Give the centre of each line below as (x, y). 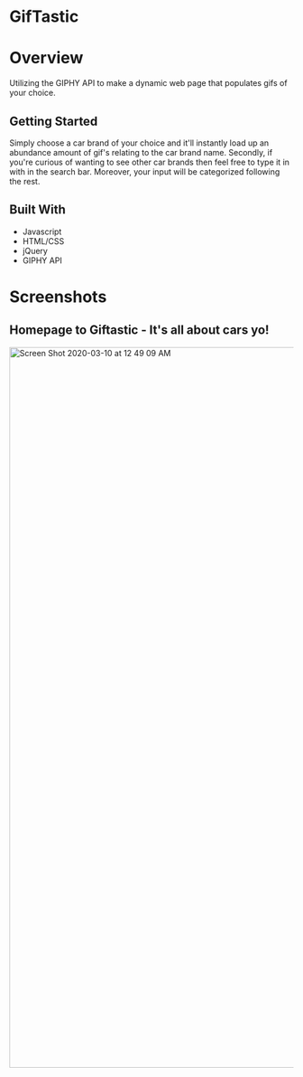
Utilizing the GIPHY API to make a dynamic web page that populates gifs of (148, 83)
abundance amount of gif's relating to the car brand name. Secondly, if (141, 152)
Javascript (42, 231)
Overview (46, 58)
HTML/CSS (43, 241)
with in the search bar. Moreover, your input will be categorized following (145, 171)
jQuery (35, 250)
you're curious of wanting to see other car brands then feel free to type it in (150, 162)
